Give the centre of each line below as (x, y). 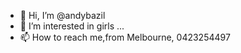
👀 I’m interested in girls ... (72, 26)
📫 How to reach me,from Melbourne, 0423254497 (125, 37)
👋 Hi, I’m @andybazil (62, 15)
